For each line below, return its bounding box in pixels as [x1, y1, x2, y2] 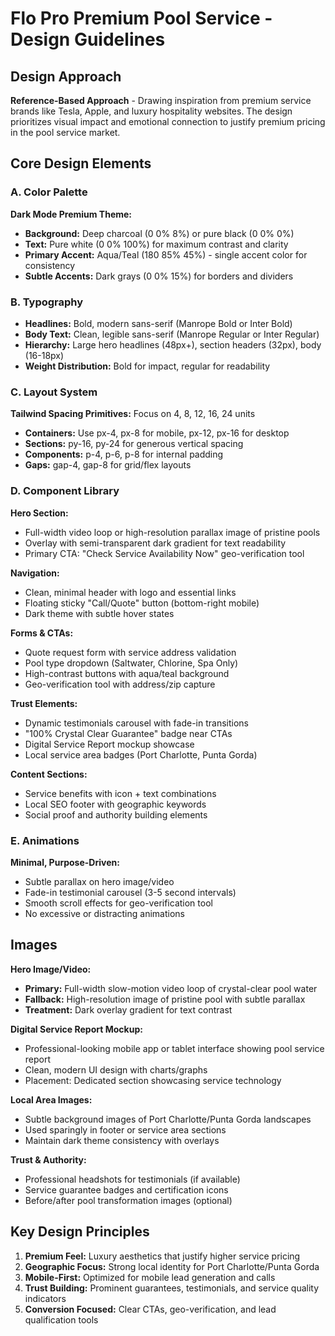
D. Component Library [10, 484, 120, 498]
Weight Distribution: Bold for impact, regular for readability [24, 360, 271, 372]
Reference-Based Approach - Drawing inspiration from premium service [10, 95, 312, 106]
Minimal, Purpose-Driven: [10, 856, 120, 868]
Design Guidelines [10, 28, 166, 51]
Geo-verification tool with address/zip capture [24, 678, 216, 690]
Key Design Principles [10, 1223, 150, 1241]
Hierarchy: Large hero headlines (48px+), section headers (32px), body [24, 338, 322, 351]
